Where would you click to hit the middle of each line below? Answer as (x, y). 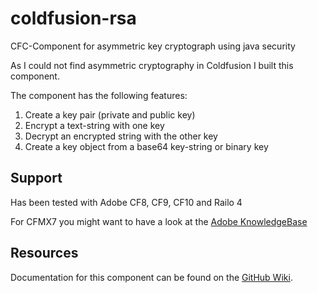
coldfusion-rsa (73, 18)
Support (36, 178)
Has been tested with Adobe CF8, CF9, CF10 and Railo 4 (126, 202)
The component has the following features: (99, 95)
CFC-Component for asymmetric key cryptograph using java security (153, 46)
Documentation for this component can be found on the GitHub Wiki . (151, 277)
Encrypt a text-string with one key (94, 125)
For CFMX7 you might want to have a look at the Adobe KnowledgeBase (159, 221)
